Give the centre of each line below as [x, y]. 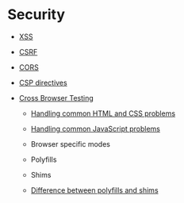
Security [36, 15]
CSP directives [43, 82]
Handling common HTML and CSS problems [103, 113]
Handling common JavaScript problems [95, 128]
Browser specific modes [70, 144]
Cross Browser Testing [56, 98]
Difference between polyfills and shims [95, 190]
